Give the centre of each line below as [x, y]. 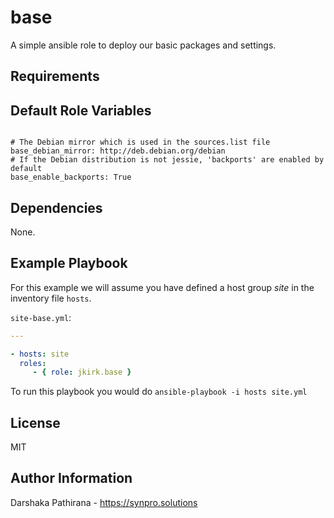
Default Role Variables [81, 110]
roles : [33, 363]
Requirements [55, 76]
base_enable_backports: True [71, 177]
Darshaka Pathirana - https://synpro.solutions [104, 502]
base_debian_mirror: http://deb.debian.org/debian [118, 151]
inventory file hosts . [51, 298]
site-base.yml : [41, 317]
